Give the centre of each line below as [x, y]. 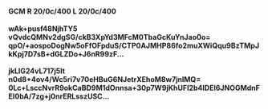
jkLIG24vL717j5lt [37, 71]
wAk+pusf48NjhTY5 [43, 29]
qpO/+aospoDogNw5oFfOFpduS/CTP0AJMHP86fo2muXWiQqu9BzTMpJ [134, 46]
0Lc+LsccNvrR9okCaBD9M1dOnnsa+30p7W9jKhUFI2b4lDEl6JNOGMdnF [134, 88]
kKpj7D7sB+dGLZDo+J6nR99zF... [66, 54]
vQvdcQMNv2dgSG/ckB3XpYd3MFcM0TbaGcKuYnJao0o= [110, 37]
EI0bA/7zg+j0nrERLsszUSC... [59, 96]
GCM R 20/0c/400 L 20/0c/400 [62, 11]
